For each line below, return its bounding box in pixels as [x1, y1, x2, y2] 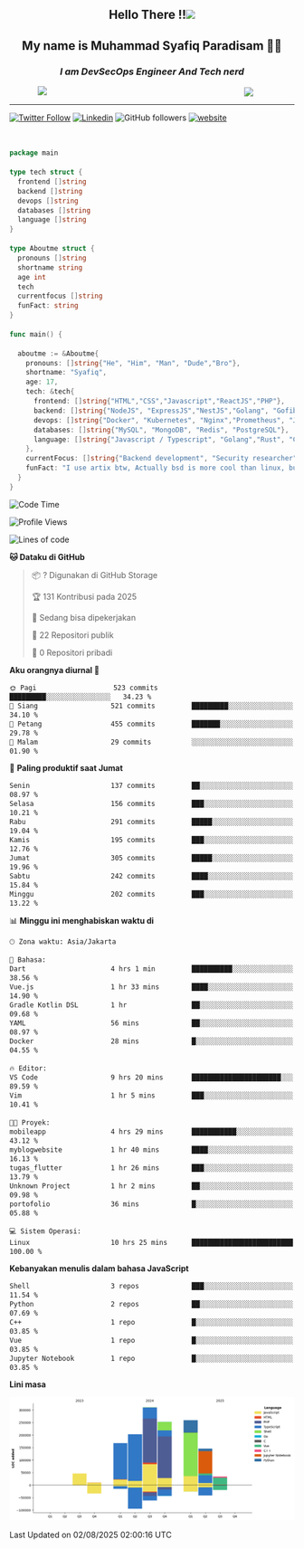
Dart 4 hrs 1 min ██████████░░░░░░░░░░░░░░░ [9, 964, 294, 974]
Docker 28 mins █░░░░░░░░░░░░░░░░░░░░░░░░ [9, 1036, 294, 1046]
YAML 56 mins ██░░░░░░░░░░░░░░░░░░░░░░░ [9, 1018, 294, 1028]
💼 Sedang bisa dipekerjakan [31, 612, 137, 622]
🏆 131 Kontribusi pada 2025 [31, 591, 138, 602]
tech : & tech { [25, 387, 75, 396]
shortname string [17, 262, 83, 272]
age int [17, 272, 47, 281]
